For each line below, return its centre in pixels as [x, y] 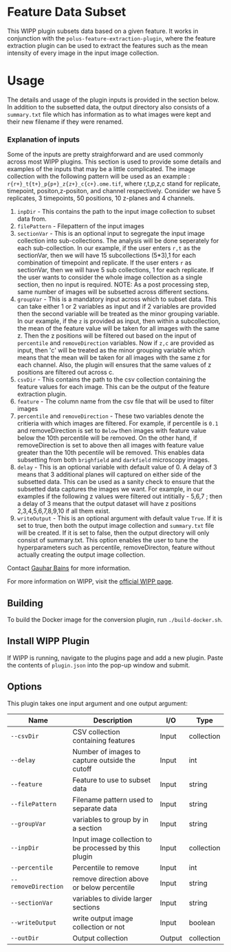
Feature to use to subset [111, 779]
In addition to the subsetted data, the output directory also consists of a [108, 107]
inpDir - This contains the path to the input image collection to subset [116, 212]
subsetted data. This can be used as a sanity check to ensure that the [116, 482]
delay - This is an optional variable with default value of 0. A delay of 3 [117, 467]
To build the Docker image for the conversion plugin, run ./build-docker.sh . [115, 619]
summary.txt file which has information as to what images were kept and [109, 114]
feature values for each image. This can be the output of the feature [113, 387]
